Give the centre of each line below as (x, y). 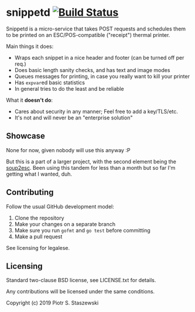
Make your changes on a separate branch (65, 224)
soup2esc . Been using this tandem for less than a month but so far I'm (91, 167)
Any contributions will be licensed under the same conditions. (81, 292)
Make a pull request (38, 236)
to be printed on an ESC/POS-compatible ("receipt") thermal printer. (88, 35)
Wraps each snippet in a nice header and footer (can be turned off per (99, 57)
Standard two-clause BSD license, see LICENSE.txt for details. (81, 280)
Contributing (30, 192)
